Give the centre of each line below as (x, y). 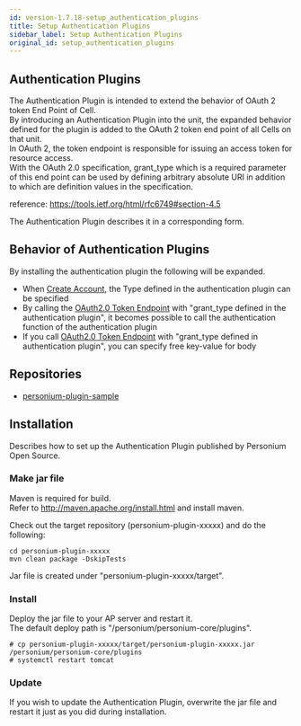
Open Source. (35, 456)
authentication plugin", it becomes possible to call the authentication (149, 317)
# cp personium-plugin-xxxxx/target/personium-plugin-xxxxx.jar (132, 645)
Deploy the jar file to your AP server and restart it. (101, 619)
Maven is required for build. (60, 498)
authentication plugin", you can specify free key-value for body (139, 346)
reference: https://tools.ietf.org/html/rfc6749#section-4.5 (115, 204)
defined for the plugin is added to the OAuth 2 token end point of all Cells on (150, 129)
